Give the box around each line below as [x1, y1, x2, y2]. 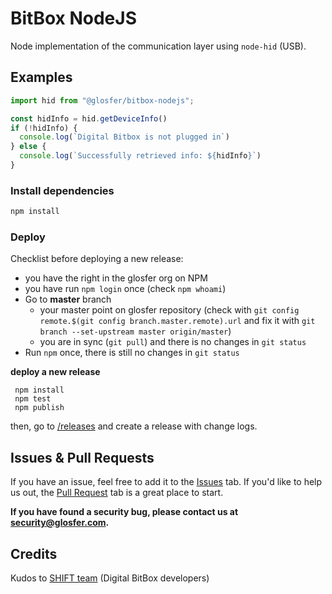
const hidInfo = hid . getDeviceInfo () [10, 113, 168, 124]
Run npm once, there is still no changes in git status [24, 347, 240, 359]
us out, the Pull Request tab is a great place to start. [10, 487, 224, 499]
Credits [10, 545, 58, 562]
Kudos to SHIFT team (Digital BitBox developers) [10, 572, 210, 584]
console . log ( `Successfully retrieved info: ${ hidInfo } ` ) [19, 151, 262, 161]
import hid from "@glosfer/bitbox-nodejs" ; [10, 95, 195, 106]
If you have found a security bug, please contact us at [10, 506, 239, 518]
